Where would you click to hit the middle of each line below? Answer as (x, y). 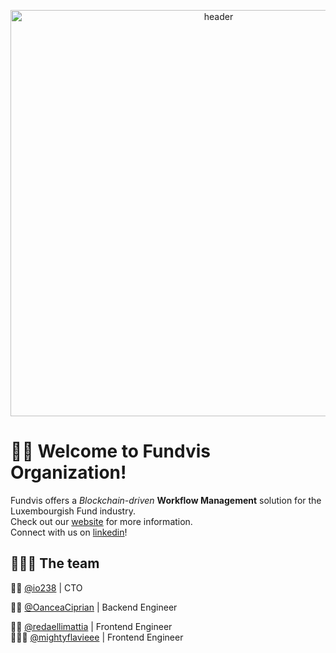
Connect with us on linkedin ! (69, 532)
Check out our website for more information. (101, 521)
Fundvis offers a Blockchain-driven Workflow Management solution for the (166, 500)
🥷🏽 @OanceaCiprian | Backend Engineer (94, 607)
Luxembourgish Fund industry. (73, 511)
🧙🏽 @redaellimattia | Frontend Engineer (91, 626)
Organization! (68, 472)
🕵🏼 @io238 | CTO (46, 587)
